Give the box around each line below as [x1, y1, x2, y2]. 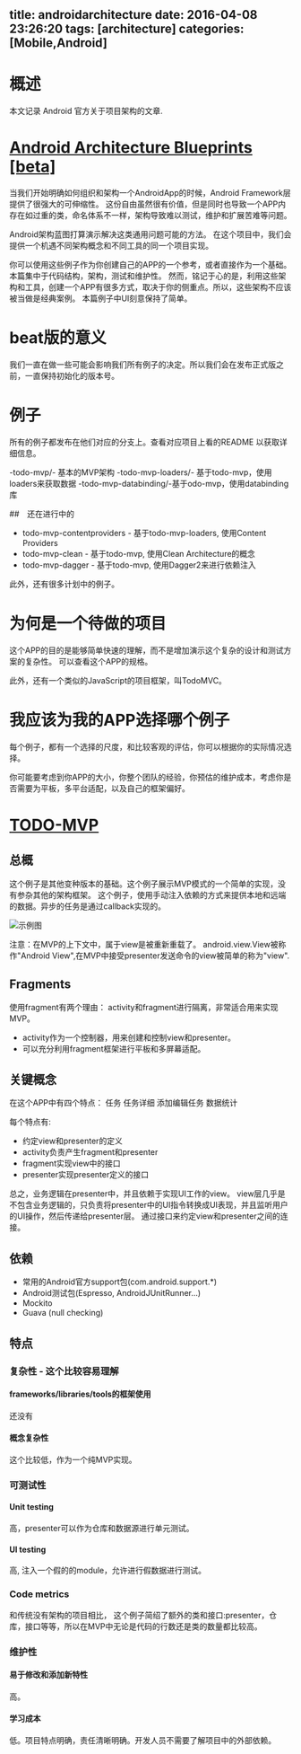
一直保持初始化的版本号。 [24, 371, 119, 381]
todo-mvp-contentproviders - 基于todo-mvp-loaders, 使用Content [21, 527, 267, 538]
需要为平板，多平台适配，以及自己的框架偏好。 [16, 782, 190, 793]
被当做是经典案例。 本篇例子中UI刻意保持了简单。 [9, 293, 193, 304]
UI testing [9, 1544, 47, 1555]
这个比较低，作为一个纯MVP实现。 [9, 1454, 137, 1465]
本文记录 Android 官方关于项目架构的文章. [9, 106, 163, 117]
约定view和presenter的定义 [21, 1135, 123, 1147]
